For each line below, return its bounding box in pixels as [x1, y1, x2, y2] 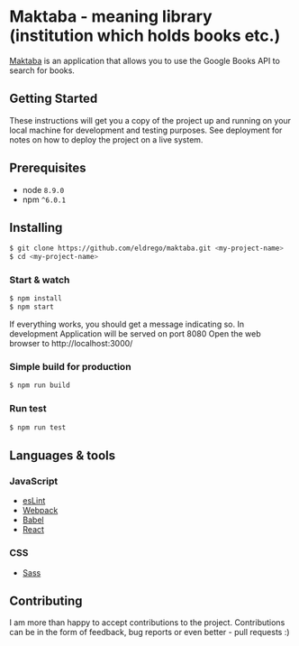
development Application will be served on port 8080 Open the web [9, 328, 261, 339]
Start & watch [9, 273, 70, 286]
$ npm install [9, 294, 63, 303]
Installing [9, 219, 63, 235]
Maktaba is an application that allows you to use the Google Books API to [9, 55, 281, 66]
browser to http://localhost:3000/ [9, 338, 133, 349]
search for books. [9, 65, 75, 76]
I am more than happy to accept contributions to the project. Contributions [9, 617, 285, 628]
